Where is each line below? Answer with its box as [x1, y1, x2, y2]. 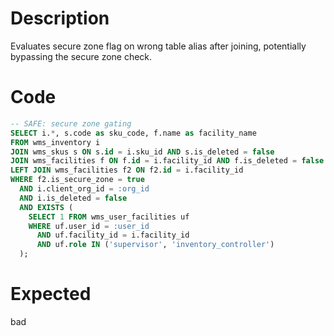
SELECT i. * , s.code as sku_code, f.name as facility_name [10, 128, 257, 138]
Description [10, 7, 110, 30]
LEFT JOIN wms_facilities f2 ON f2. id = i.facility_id [10, 165, 244, 176]
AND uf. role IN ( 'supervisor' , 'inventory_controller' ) [36, 240, 275, 250]
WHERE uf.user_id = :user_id [28, 221, 150, 231]
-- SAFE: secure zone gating [10, 118, 132, 129]
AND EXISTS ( [19, 202, 74, 212]
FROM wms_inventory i [10, 137, 101, 147]
